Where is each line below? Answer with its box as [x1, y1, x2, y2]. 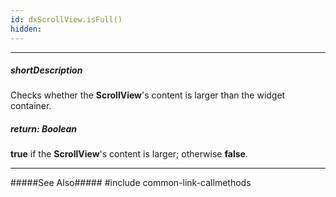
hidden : [10, 24, 43, 34]
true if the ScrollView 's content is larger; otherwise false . [10, 148, 248, 160]
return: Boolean [10, 123, 78, 135]
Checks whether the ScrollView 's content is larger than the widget [10, 89, 286, 101]
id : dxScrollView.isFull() [10, 14, 123, 25]
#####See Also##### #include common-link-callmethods [10, 177, 252, 189]
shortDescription [10, 64, 83, 76]
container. [10, 100, 52, 112]
